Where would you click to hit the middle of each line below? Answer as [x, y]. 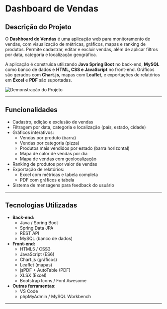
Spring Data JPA [37, 228]
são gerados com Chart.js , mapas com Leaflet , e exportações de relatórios [83, 75]
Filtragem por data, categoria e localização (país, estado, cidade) [79, 127]
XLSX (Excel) [33, 275]
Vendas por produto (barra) [48, 137]
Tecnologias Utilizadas [41, 206]
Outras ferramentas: [34, 286]
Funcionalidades [32, 110]
